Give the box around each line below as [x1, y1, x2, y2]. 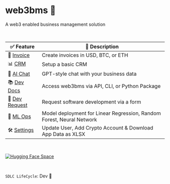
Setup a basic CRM [41, 61, 88, 68]
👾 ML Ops [8, 113, 31, 120]
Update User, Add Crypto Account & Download [41, 124, 153, 131]
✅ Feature [10, 43, 35, 50]
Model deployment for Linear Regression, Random [41, 110, 161, 117]
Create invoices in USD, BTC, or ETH [41, 52, 129, 59]
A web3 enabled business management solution [5, 21, 106, 27]
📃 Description [85, 43, 119, 50]
